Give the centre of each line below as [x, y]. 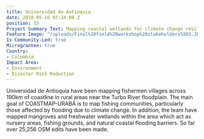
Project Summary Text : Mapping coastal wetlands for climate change [95, 29]
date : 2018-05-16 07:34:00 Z [43, 18]
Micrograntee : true [31, 46]
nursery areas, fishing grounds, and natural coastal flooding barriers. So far [101, 123]
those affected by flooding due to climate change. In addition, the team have [102, 110]
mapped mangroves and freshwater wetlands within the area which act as [99, 117]
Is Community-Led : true [36, 40]
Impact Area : [23, 62]
